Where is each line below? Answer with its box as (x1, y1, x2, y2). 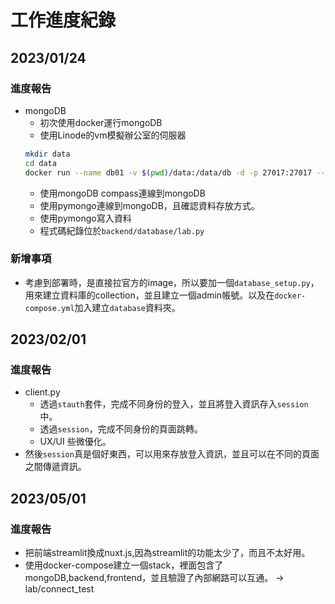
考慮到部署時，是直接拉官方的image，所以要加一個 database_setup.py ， (24, 276, 320, 288)
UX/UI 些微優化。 (39, 436, 112, 448)
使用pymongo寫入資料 (39, 212, 132, 224)
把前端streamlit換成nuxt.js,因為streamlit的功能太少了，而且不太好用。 (24, 547, 311, 559)
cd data (24, 158, 57, 168)
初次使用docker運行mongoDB (39, 116, 163, 128)
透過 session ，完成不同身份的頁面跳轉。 (39, 423, 203, 435)
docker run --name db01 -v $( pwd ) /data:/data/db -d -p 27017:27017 (24, 167, 313, 178)
